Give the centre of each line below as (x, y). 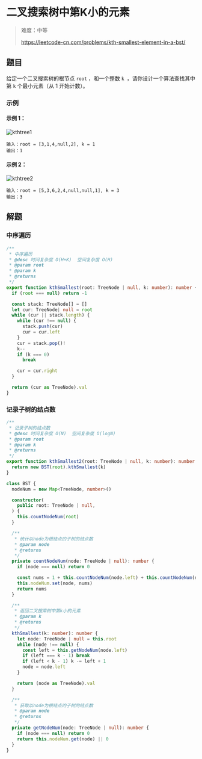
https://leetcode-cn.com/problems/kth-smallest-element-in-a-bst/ (103, 42)
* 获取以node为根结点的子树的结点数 (54, 705)
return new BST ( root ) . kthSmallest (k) (59, 467)
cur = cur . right (38, 371)
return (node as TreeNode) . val (56, 683)
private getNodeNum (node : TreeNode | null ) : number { (80, 728)
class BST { (21, 483)
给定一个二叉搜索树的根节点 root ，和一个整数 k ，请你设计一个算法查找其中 (101, 78)
